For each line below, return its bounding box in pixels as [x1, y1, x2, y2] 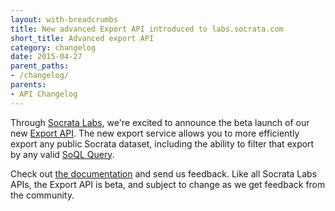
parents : [10, 80, 47, 90]
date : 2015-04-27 [10, 52, 83, 62]
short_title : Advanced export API [10, 33, 155, 43]
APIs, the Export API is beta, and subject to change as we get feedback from [10, 178, 326, 190]
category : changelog [10, 42, 97, 53]
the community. [10, 189, 75, 201]
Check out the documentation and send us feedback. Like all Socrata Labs [10, 167, 317, 180]
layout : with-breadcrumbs [10, 14, 118, 25]
